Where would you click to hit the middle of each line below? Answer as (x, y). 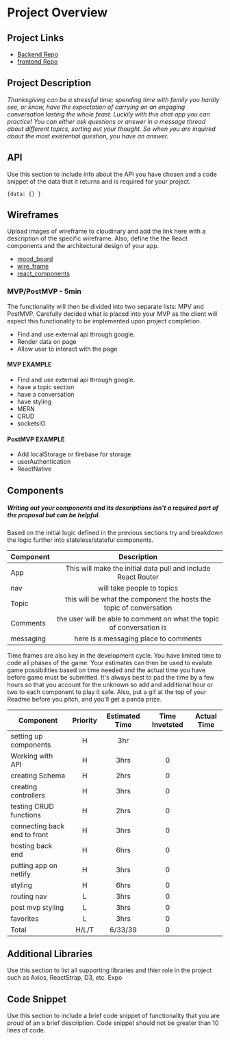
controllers (28, 795)
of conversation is (138, 627)
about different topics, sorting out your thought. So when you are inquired (111, 129)
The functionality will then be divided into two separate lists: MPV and (105, 306)
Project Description (49, 83)
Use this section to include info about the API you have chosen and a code (112, 174)
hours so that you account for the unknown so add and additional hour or (110, 684)
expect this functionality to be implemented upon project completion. (104, 321)
